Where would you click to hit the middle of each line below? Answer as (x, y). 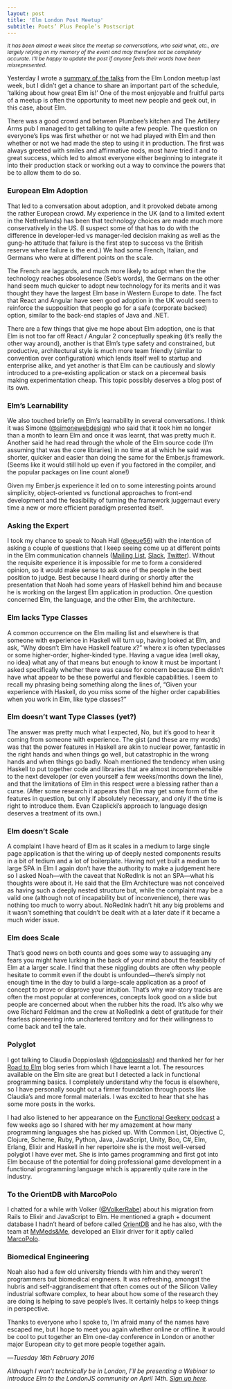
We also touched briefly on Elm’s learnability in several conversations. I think (116, 420)
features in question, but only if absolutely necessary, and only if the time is (115, 798)
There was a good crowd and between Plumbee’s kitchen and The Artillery (114, 121)
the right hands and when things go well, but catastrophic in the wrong (108, 754)
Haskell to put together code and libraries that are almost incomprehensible (115, 769)
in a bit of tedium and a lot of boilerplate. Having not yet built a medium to (112, 861)
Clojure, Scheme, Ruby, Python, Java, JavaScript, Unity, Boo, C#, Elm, (107, 1139)
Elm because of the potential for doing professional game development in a (114, 1162)
